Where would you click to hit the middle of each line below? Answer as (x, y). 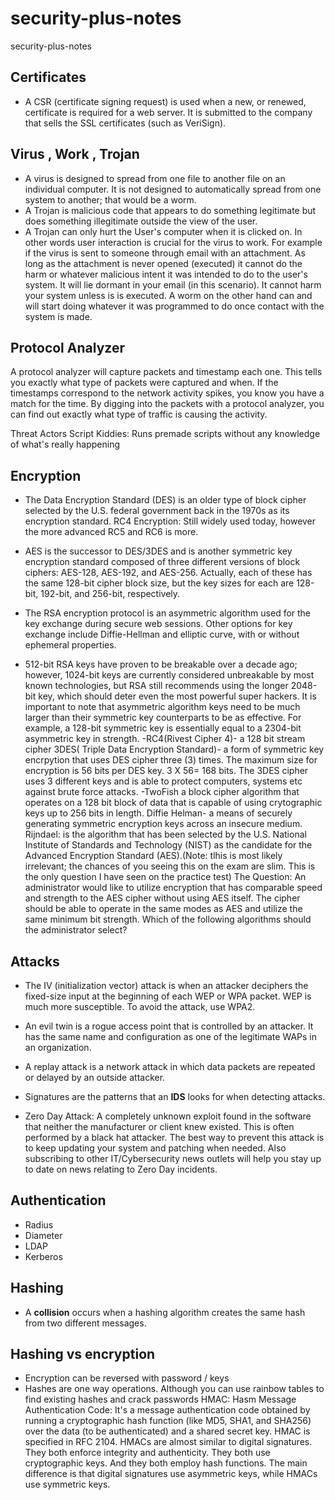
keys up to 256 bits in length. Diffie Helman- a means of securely (158, 813)
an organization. (58, 1047)
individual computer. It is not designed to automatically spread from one (173, 189)
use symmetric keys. (67, 1484)
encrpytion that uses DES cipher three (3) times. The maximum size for (171, 760)
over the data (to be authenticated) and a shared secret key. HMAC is (167, 1431)
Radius (39, 1224)
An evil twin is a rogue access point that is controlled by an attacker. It (169, 1026)
